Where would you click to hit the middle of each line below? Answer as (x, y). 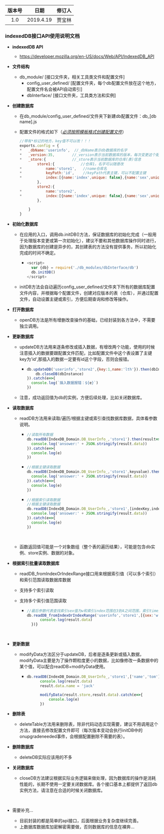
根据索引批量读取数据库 (36, 563)
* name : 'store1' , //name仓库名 (63, 169)
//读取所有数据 (40, 435)
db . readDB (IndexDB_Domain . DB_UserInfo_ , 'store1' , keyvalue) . (89, 472)
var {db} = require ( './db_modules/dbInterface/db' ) (85, 268)
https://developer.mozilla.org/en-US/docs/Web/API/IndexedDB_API (87, 56)
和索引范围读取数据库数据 (45, 580)
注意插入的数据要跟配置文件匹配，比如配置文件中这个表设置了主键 (86, 353)
